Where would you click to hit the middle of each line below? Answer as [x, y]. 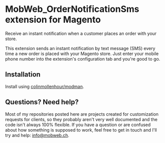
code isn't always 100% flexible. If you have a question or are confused [78, 125]
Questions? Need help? [42, 102]
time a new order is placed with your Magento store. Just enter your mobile [82, 54]
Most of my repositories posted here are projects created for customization [82, 114]
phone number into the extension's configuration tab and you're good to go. [83, 59]
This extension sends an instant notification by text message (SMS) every [80, 48]
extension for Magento [53, 20]
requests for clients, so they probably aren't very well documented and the [81, 119]
